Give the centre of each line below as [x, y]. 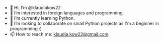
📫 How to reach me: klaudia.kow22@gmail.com [59, 34]
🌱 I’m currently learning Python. [42, 18]
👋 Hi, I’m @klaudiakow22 [35, 8]
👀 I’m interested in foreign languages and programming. [67, 13]
